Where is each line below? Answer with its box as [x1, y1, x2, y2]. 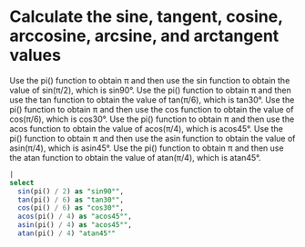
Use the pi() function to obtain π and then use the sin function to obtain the [9, 74, 290, 85]
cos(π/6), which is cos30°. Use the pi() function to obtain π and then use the [9, 114, 295, 124]
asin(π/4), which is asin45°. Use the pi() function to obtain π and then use [9, 143, 284, 153]
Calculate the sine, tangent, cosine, [9, 6, 283, 27]
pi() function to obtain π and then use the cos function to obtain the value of [9, 104, 294, 114]
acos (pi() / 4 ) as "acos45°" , [17, 212, 132, 222]
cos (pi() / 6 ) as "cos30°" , [17, 203, 125, 212]
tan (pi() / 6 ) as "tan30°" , [17, 195, 125, 204]
